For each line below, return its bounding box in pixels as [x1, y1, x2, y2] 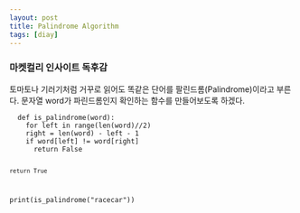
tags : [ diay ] [9, 30, 59, 39]
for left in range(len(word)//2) [25, 121, 152, 130]
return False [33, 144, 83, 153]
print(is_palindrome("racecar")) [9, 196, 136, 205]
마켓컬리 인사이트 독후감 [9, 61, 108, 74]
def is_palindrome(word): [17, 113, 116, 122]
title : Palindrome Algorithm [9, 22, 119, 31]
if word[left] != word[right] [25, 136, 140, 145]
